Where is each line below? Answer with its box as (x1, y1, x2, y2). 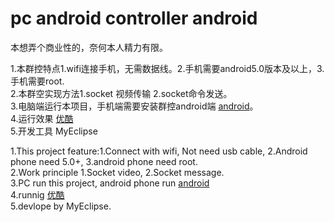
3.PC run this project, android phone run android (10, 177, 210, 189)
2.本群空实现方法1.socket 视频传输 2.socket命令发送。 (10, 87, 233, 99)
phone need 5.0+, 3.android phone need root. (10, 155, 198, 167)
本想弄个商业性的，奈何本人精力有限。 (10, 41, 168, 53)
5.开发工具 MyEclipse (10, 125, 98, 137)
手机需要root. (10, 75, 65, 87)
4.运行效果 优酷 (10, 112, 74, 124)
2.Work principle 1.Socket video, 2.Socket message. (10, 166, 225, 178)
